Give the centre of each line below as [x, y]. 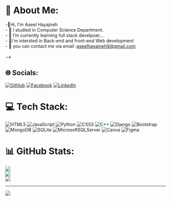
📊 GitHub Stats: [40, 151]
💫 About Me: [32, 10]
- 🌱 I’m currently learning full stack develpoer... [54, 35]
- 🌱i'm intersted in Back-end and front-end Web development [69, 41]
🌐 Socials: [22, 73]
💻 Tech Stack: [37, 107]
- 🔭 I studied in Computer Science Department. [54, 30]
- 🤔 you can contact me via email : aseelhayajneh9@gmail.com [70, 46]
